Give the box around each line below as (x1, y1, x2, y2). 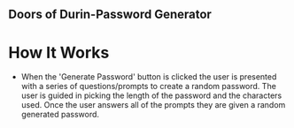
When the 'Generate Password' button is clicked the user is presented (20, 72, 277, 82)
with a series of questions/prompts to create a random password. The (20, 81, 276, 92)
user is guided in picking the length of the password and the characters (20, 90, 282, 101)
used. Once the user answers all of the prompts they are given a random (20, 100, 286, 110)
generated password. (20, 109, 99, 120)
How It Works (8, 42, 110, 63)
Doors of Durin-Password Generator (8, 7, 212, 22)
